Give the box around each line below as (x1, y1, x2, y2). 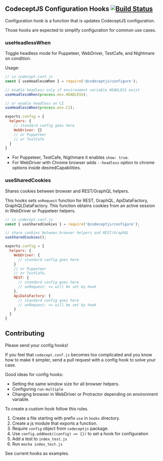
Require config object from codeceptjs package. (12, 426, 109, 431)
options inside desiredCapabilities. (12, 165, 81, 171)
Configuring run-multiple (12, 386, 64, 392)
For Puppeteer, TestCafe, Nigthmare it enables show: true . (12, 154, 129, 160)
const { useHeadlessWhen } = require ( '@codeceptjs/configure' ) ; (5, 79, 138, 84)
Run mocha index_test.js (12, 441, 63, 447)
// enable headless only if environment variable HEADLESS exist (5, 87, 140, 92)
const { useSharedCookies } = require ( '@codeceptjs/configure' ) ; (5, 222, 140, 226)
